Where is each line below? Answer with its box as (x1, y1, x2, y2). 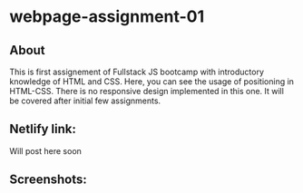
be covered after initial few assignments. (9, 95, 161, 106)
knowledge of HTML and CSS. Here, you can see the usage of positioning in (9, 76, 295, 87)
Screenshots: (9, 172, 88, 188)
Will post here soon (9, 145, 82, 156)
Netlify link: (9, 121, 77, 137)
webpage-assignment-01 (9, 6, 205, 27)
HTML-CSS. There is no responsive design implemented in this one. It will (9, 86, 284, 96)
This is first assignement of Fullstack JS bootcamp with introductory (9, 66, 265, 77)
